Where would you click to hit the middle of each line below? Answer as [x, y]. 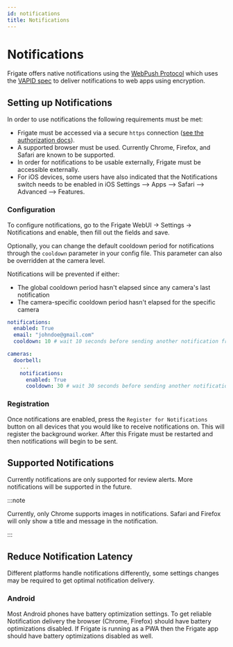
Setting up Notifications [60, 102]
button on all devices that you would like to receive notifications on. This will [116, 426]
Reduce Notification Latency [70, 557]
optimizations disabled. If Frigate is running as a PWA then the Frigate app [113, 628]
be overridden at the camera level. [56, 260]
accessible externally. [48, 170]
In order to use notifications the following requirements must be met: [105, 119]
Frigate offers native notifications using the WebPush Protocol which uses [113, 74]
